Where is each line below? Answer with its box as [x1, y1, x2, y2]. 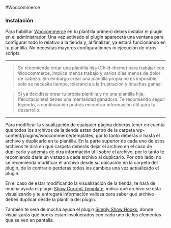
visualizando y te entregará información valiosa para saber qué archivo [5, 191, 154, 197]
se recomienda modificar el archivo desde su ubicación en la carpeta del [5, 160, 158, 166]
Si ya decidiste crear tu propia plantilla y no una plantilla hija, [17, 91, 145, 97]
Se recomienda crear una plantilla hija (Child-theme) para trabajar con [17, 65, 164, 71]
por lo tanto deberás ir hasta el [96, 132, 160, 139]
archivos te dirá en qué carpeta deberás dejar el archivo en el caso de [5, 144, 152, 150]
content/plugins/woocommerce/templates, [5, 132, 95, 139]
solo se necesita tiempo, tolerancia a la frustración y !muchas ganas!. [17, 81, 163, 87]
